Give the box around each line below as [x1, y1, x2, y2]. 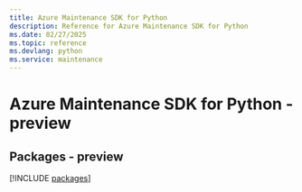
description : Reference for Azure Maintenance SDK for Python [9, 22, 249, 31]
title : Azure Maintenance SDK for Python [9, 13, 168, 23]
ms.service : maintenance [9, 55, 103, 64]
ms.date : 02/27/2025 [9, 30, 88, 39]
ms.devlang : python [9, 47, 83, 56]
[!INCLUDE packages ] [9, 173, 91, 183]
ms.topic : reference [9, 38, 88, 48]
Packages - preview [9, 149, 124, 164]
